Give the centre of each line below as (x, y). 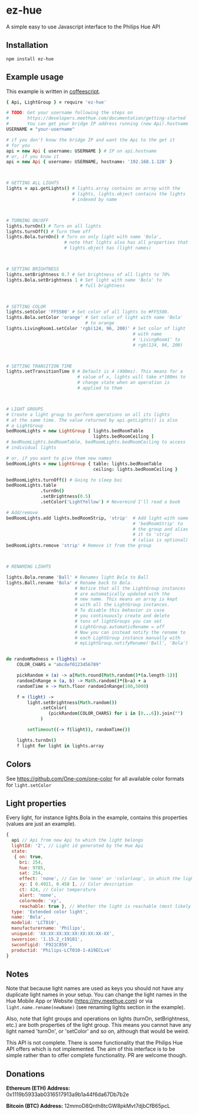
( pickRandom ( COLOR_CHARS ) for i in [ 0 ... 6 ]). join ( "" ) (115, 713)
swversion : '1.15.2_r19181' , (47, 939)
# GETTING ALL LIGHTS (33, 183)
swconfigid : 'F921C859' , (42, 945)
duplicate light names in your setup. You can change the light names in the (97, 995)
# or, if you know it (33, 156)
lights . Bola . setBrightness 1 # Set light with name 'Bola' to (84, 280)
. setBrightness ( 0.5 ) (66, 497)
